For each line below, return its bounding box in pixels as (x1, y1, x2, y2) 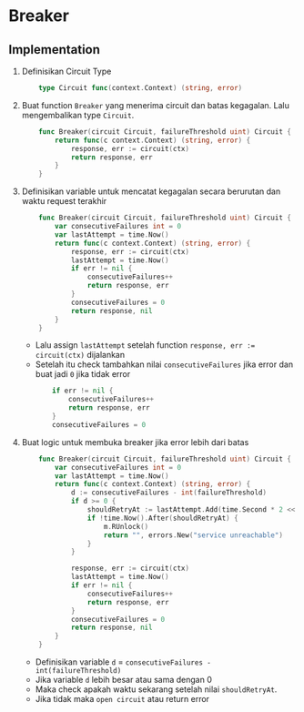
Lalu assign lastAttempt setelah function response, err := (35, 340, 256, 351)
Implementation (8, 42, 101, 57)
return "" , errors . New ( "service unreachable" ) (103, 530, 284, 540)
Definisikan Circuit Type (21, 66, 112, 76)
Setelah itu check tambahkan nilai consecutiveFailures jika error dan (35, 359, 293, 370)
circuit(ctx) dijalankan (35, 350, 125, 361)
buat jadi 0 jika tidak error (35, 369, 131, 380)
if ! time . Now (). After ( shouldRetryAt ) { (86, 514, 238, 523)
